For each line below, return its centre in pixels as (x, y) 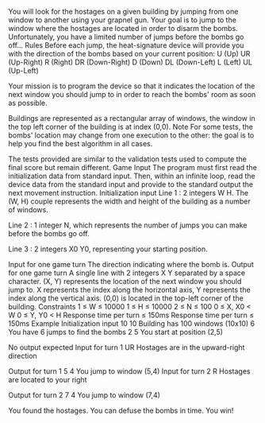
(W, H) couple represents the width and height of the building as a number (130, 201)
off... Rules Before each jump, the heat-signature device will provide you (126, 45)
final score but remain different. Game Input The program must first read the (133, 167)
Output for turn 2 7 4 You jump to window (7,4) (84, 395)
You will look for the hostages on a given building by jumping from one (123, 12)
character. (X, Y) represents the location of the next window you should (125, 281)
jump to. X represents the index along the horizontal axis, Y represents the (130, 290)
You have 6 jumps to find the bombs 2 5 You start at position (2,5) (116, 332)
